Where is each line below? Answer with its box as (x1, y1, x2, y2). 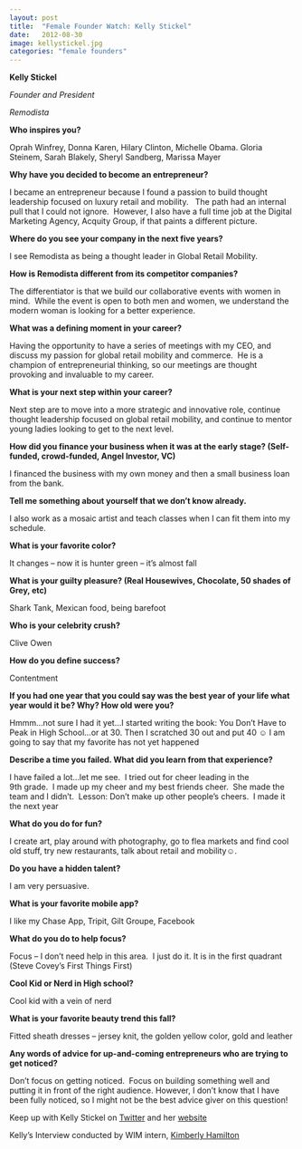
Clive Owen (9, 638, 52, 649)
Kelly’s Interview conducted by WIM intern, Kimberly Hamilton (9, 1130, 240, 1141)
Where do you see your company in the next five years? (9, 233, 223, 245)
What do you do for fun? (9, 818, 102, 829)
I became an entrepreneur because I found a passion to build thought (9, 187, 269, 198)
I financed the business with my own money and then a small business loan (9, 468, 290, 479)
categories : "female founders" (9, 47, 127, 56)
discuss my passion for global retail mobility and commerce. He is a (9, 350, 264, 361)
